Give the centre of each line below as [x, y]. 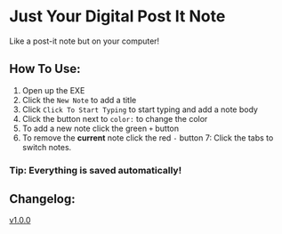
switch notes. [47, 147]
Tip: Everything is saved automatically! [96, 170]
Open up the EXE [53, 90]
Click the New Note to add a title [79, 100]
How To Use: [45, 69]
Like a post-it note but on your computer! [85, 41]
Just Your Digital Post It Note [117, 16]
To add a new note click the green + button [101, 128]
